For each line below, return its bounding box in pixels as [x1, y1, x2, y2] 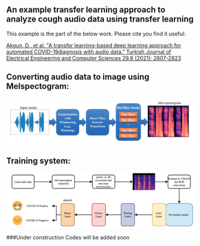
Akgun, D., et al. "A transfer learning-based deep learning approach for [6, 41, 181, 49]
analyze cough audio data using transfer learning [6, 14, 194, 25]
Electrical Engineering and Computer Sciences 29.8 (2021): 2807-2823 [6, 54, 181, 62]
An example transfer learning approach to [6, 5, 166, 15]
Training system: [6, 155, 71, 166]
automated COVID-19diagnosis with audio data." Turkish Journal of [6, 48, 172, 55]
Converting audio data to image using [6, 72, 150, 82]
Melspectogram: [6, 81, 69, 92]
